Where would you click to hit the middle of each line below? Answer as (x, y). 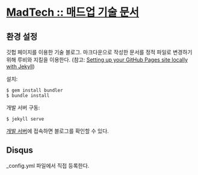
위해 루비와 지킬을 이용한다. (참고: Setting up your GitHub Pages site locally (97, 60)
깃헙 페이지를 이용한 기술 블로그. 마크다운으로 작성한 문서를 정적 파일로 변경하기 (99, 52)
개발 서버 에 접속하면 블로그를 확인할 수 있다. (58, 131)
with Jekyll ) (20, 66)
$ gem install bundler (35, 91)
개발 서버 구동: (23, 107)
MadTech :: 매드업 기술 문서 (73, 12)
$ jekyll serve (25, 119)
